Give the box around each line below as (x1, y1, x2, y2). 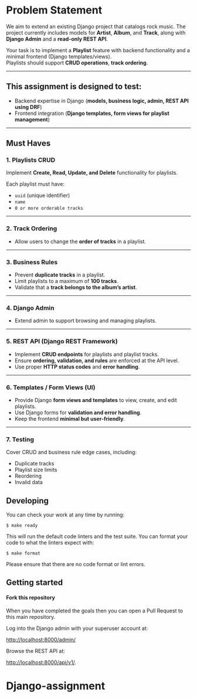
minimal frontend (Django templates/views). (6, 53, 112, 60)
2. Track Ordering (6, 224, 57, 233)
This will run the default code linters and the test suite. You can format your (6, 533, 188, 540)
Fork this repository (6, 594, 56, 601)
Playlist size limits (14, 467, 57, 474)
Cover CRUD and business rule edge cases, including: (6, 449, 137, 456)
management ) (14, 115, 50, 123)
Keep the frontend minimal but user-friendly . (14, 415, 125, 422)
